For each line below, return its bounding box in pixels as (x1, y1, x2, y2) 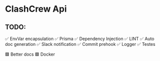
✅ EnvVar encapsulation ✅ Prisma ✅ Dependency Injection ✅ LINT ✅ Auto (5, 36, 155, 41)
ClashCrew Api (5, 3, 67, 15)
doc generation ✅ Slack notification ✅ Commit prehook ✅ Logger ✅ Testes (5, 41, 156, 47)
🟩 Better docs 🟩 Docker (5, 51, 55, 57)
